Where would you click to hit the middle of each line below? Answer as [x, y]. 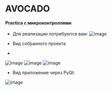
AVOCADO [27, 9]
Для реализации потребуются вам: [50, 34]
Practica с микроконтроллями [38, 22]
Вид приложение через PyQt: [43, 72]
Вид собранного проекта [39, 43]
